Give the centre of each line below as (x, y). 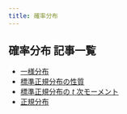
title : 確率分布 (33, 16)
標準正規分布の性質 (52, 82)
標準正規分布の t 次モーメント (69, 92)
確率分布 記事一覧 (52, 51)
